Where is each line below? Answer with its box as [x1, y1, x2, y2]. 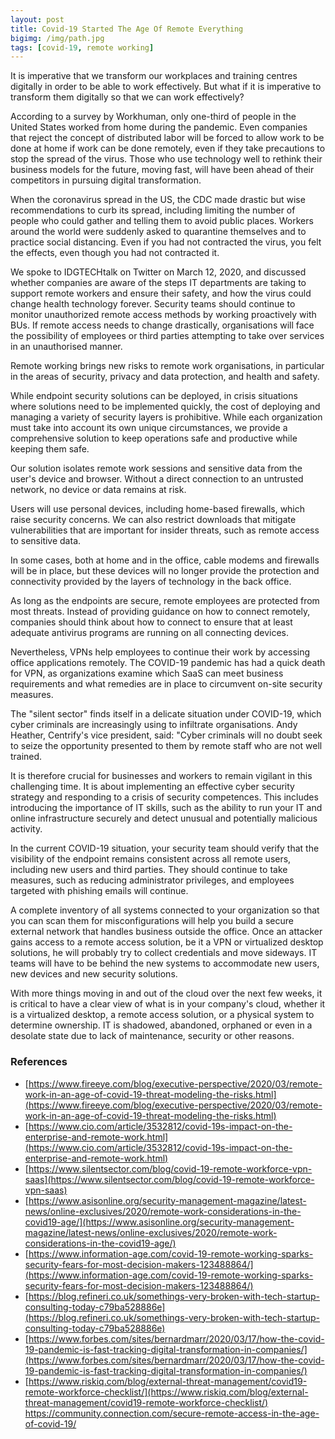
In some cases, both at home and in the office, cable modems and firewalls [10, 554, 320, 566]
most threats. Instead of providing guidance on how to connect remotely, [10, 606, 311, 618]
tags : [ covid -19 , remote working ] [10, 42, 155, 53]
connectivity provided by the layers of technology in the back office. [10, 576, 292, 588]
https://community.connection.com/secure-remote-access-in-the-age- [24, 1407, 320, 1419]
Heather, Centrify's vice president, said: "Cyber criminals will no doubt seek [10, 729, 323, 741]
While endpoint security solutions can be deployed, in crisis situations [10, 390, 298, 402]
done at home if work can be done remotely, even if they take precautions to [10, 142, 326, 155]
